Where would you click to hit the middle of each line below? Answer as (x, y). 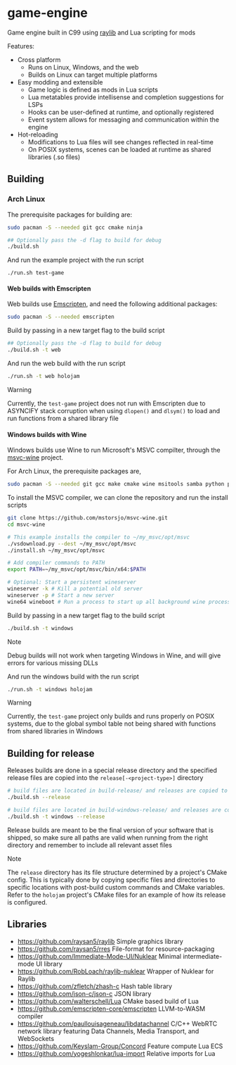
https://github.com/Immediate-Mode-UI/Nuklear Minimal (99, 956)
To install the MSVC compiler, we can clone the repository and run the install (118, 498)
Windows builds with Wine (47, 434)
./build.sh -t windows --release (56, 817)
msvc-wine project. (35, 458)
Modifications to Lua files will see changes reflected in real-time (121, 141)
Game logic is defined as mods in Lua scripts (93, 89)
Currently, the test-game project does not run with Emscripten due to (106, 403)
